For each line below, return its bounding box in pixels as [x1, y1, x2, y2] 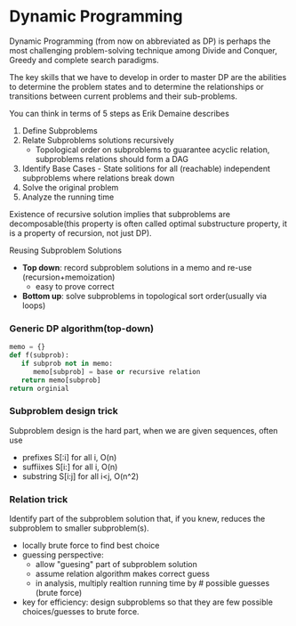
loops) [21, 300, 46, 311]
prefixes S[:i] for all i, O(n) [21, 451, 117, 462]
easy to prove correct [35, 280, 115, 291]
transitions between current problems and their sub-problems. [9, 91, 238, 102]
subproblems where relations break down [21, 172, 175, 183]
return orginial [9, 384, 69, 393]
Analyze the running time [21, 191, 115, 202]
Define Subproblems [21, 125, 98, 135]
